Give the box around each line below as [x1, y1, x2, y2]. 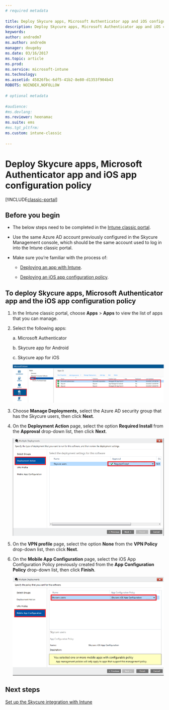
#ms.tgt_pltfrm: [5, 125, 39, 131]
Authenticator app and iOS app [5, 169, 137, 180]
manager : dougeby [5, 45, 42, 50]
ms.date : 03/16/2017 [5, 50, 49, 56]
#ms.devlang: [5, 109, 33, 115]
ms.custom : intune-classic [5, 131, 62, 136]
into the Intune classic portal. [12, 245, 73, 251]
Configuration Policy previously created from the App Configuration [12, 562, 154, 568]
